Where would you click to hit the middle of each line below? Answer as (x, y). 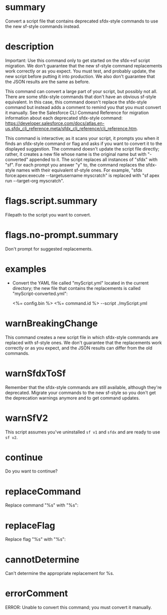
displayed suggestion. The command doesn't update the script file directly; (82, 148)
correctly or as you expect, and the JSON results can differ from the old (79, 348)
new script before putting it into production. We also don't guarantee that (80, 76)
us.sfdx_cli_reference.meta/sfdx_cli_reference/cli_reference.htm (71, 128)
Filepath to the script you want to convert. (48, 214)
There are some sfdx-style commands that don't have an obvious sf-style (81, 96)
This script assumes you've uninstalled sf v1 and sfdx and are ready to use (83, 432)
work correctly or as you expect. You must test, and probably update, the (80, 71)
